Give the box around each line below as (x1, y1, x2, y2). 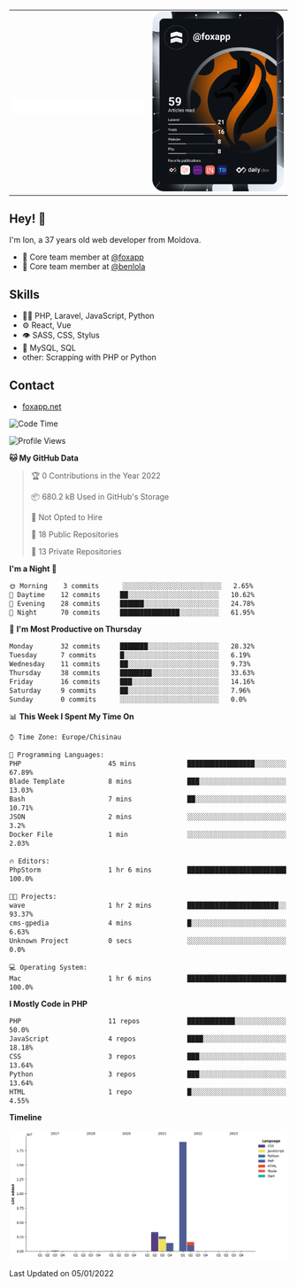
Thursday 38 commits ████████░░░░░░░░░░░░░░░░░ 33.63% (9, 669, 255, 678)
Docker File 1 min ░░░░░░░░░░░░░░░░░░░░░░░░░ (9, 830, 287, 840)
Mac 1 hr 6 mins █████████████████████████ (9, 974, 287, 983)
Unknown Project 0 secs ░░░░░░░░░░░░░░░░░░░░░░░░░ (9, 936, 287, 946)
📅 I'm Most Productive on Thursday (9, 624, 142, 634)
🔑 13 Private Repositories (30, 547, 122, 557)
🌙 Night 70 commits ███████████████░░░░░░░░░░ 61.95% (9, 609, 255, 617)
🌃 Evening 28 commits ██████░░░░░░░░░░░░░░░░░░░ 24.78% (9, 600, 255, 609)
